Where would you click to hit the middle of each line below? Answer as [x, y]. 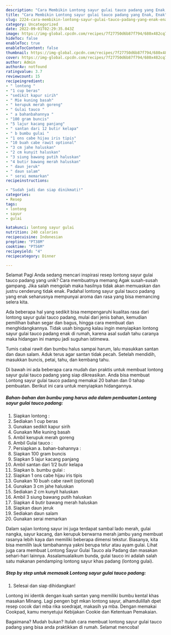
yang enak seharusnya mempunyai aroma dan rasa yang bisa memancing [83, 297]
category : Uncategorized [32, 24]
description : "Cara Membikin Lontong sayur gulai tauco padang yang [80, 10]
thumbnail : [17, 53]
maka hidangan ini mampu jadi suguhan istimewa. [58, 339]
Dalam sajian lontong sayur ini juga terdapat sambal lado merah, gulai [78, 529]
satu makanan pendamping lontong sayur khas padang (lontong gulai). [80, 561]
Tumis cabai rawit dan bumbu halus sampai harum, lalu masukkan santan [82, 349]
